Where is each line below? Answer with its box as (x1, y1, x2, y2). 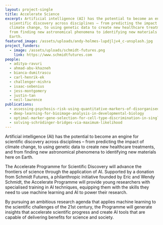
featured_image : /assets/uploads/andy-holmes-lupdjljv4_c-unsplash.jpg (5, 39, 153, 44)
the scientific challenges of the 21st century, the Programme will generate (5, 204, 152, 209)
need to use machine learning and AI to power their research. (5, 189, 128, 195)
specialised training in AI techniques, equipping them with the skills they (5, 184, 149, 190)
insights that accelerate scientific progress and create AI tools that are (5, 209, 146, 215)
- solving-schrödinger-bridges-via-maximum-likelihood (9, 120, 123, 125)
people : (5, 57, 21, 62)
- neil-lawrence (9, 98, 42, 103)
